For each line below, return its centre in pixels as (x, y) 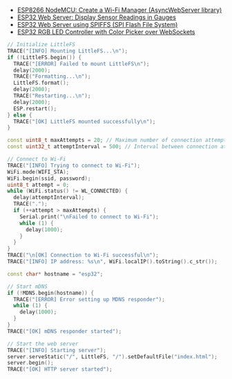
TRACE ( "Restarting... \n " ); (52, 96)
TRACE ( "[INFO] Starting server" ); (57, 350)
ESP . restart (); (35, 109)
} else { (20, 115)
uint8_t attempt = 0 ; (38, 185)
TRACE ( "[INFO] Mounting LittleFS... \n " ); (68, 51)
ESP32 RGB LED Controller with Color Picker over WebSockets (106, 32)
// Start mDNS (28, 286)
